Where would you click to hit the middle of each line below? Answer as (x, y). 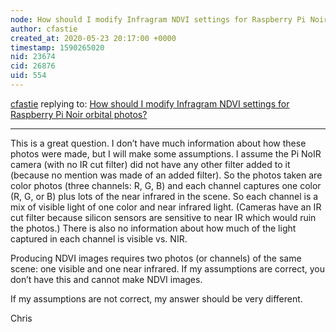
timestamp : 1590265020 (57, 47)
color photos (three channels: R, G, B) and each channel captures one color (166, 185)
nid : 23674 (33, 57)
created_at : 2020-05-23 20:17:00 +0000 (93, 38)
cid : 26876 (33, 66)
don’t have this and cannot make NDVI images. (106, 279)
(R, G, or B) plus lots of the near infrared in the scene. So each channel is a (164, 196)
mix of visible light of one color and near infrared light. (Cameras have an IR (166, 207)
